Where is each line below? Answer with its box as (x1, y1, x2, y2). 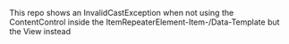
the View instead (9, 26, 72, 36)
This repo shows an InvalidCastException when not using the (9, 8, 234, 18)
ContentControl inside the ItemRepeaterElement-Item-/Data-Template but (9, 17, 280, 27)
